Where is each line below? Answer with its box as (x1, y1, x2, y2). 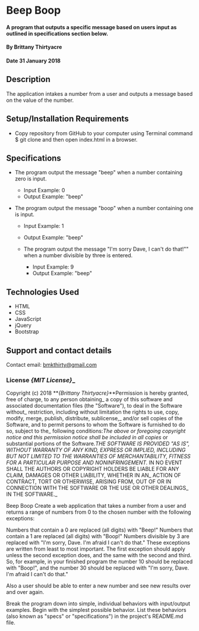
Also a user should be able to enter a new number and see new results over (6, 582, 191, 589)
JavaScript (14, 315, 42, 323)
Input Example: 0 (23, 187, 65, 194)
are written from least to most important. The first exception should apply (6, 545, 185, 552)
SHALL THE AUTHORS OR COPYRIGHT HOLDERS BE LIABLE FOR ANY (6, 466, 179, 473)
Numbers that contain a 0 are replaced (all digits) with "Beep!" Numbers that (6, 526, 193, 533)
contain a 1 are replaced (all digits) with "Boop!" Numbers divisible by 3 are (6, 533, 189, 540)
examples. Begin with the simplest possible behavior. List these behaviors (6, 607, 187, 614)
